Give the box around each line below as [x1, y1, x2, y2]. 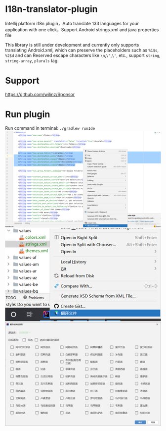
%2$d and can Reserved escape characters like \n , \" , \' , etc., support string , [5, 52, 161, 58]
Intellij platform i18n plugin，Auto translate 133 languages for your [5, 20, 139, 26]
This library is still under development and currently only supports [5, 42, 139, 48]
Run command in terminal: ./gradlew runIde [5, 125, 95, 131]
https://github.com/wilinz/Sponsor [5, 91, 75, 97]
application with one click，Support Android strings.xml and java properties [5, 26, 159, 33]
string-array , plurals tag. [5, 57, 59, 63]
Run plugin [5, 109, 50, 120]
